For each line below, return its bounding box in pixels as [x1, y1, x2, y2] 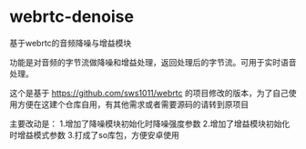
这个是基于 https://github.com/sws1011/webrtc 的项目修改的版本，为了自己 [9, 87, 289, 98]
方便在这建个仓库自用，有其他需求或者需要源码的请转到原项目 [16, 98, 249, 110]
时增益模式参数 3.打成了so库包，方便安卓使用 [9, 129, 180, 140]
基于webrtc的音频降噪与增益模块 [9, 37, 132, 48]
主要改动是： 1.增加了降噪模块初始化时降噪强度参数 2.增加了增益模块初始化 [9, 118, 291, 129]
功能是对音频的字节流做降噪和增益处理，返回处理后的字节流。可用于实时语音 [9, 56, 297, 67]
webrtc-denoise [9, 6, 135, 27]
